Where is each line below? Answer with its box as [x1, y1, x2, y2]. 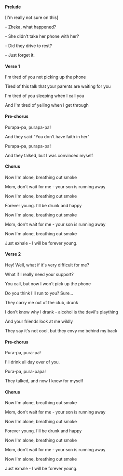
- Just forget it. [5, 52, 35, 58]
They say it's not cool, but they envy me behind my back [5, 328, 118, 334]
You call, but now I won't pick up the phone [5, 281, 91, 287]
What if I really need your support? [5, 272, 74, 278]
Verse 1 [5, 63, 20, 69]
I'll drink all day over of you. [5, 359, 60, 365]
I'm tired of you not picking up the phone [5, 74, 86, 80]
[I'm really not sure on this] [5, 15, 59, 20]
